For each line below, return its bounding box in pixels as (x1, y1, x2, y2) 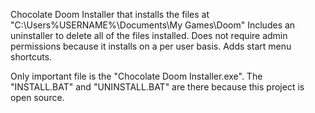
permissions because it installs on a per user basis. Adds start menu (10, 40, 292, 52)
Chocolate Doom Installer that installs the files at (10, 9, 210, 20)
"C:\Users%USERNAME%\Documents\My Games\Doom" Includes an (10, 19, 296, 31)
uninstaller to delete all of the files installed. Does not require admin (10, 30, 288, 41)
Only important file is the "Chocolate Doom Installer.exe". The (10, 70, 263, 82)
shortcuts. (10, 51, 53, 63)
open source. (10, 92, 65, 103)
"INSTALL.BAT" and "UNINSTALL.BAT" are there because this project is (10, 81, 305, 93)
